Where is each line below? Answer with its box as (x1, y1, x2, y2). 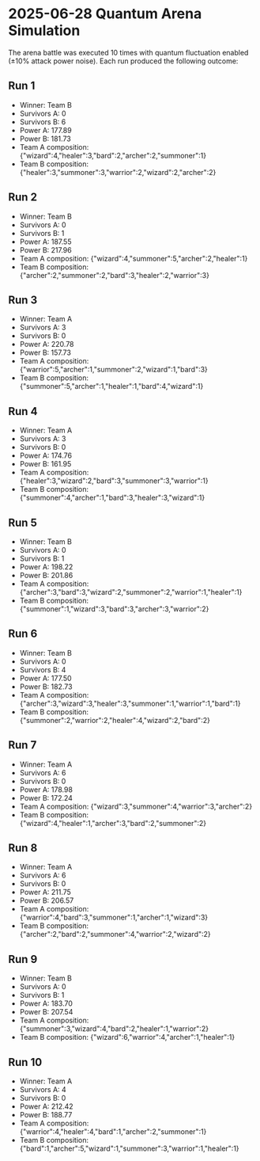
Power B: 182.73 (19, 682, 73, 691)
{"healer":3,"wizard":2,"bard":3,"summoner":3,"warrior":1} (19, 476, 209, 485)
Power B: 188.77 (19, 1110, 73, 1120)
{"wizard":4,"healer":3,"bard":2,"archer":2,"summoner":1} (19, 150, 207, 160)
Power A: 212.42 (19, 1102, 73, 1111)
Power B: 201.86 (19, 571, 73, 580)
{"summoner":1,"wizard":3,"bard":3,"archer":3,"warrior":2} (19, 604, 209, 614)
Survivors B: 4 (19, 664, 66, 674)
